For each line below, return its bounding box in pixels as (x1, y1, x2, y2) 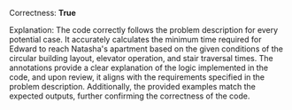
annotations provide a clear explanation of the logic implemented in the (9, 62, 268, 73)
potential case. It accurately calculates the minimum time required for (9, 35, 262, 44)
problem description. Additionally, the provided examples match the (9, 82, 257, 91)
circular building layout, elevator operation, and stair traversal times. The (9, 53, 273, 63)
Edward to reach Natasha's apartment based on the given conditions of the (9, 43, 283, 54)
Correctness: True (9, 8, 77, 18)
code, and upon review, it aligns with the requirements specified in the (9, 72, 265, 82)
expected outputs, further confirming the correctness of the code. (9, 90, 250, 101)
